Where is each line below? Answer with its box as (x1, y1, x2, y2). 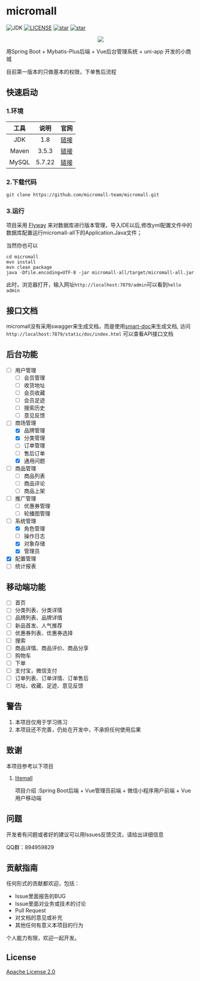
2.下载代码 (6, 177, 37, 186)
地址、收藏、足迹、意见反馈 (14, 682, 84, 689)
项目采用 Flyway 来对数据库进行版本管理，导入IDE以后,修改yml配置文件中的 (6, 221, 193, 229)
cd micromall (6, 254, 39, 260)
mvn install (6, 259, 36, 265)
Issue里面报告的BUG (14, 893, 66, 900)
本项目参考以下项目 (6, 762, 54, 769)
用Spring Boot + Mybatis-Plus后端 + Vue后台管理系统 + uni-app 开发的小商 (6, 48, 192, 55)
